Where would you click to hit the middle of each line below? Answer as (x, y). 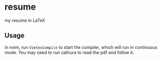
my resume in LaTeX (25, 20)
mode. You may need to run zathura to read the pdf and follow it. (69, 52)
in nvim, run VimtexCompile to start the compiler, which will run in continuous (81, 47)
